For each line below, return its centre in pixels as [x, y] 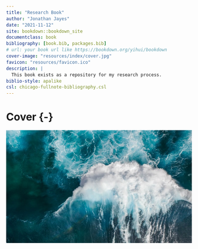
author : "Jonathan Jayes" [38, 19]
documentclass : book [32, 37]
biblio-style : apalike [34, 81]
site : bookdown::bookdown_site [44, 31]
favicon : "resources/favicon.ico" [49, 62]
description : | [25, 68]
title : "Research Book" [35, 12]
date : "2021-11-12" [30, 25]
